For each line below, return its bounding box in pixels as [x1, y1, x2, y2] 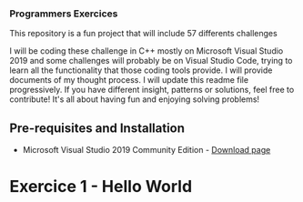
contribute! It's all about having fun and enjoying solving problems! [9, 94, 260, 105]
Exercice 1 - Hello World [9, 177, 193, 197]
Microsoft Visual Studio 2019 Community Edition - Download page [22, 145, 271, 156]
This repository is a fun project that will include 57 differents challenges [9, 28, 278, 39]
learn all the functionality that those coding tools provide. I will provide [9, 65, 273, 76]
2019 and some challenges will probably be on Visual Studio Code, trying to [9, 56, 293, 66]
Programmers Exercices [9, 7, 118, 20]
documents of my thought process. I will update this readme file [9, 75, 248, 86]
